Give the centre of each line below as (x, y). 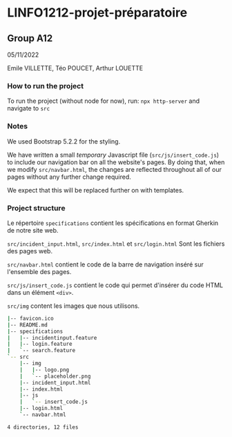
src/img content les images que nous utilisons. (74, 306)
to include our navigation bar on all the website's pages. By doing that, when (116, 162)
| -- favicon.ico (30, 318)
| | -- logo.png (45, 370)
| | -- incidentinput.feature (52, 338)
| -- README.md (28, 325)
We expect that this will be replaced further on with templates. (96, 190)
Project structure (36, 208)
